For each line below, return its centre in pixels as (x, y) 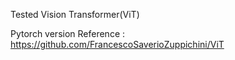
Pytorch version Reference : (68, 33)
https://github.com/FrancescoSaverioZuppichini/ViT (117, 44)
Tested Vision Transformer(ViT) (75, 14)
